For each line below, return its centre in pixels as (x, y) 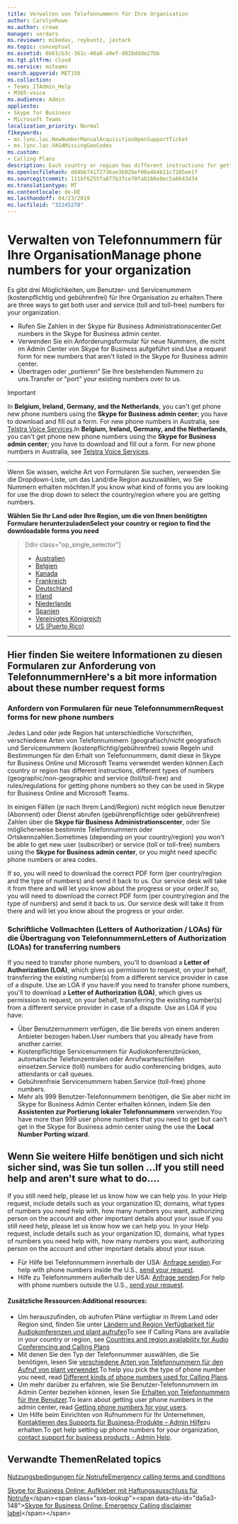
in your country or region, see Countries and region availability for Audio (123, 1339)
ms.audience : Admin (36, 100)
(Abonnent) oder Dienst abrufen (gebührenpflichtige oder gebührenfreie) (114, 814)
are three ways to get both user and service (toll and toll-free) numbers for (116, 305)
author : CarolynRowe (38, 21)
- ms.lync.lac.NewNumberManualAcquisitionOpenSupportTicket (98, 139)
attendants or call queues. (56, 1074)
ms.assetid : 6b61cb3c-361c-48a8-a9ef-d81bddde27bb (84, 54)
